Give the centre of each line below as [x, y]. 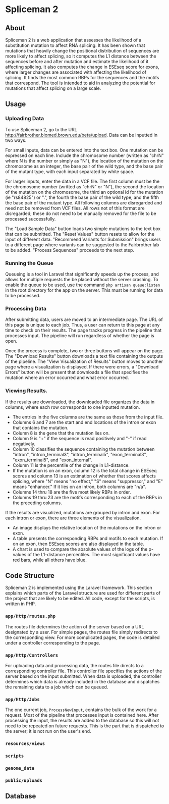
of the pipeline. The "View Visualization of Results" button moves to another [84, 361]
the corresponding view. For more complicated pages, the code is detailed [82, 637]
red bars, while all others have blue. [49, 560]
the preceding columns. [37, 503]
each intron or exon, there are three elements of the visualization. [73, 518]
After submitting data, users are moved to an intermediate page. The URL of [84, 319]
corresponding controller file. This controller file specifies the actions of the [84, 671]
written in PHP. [21, 604]
